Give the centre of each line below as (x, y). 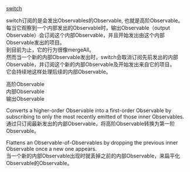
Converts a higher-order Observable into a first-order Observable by (89, 110)
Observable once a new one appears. (51, 149)
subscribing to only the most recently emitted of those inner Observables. (95, 117)
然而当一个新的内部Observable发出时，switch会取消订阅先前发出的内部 (92, 57)
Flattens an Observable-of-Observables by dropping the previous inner (92, 142)
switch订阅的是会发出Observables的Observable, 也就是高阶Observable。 (95, 20)
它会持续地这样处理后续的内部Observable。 (59, 72)
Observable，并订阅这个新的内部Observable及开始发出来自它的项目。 (91, 64)
